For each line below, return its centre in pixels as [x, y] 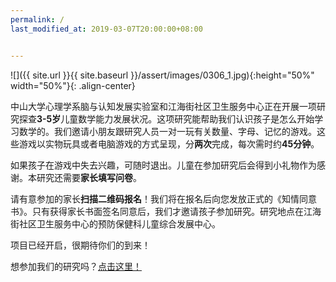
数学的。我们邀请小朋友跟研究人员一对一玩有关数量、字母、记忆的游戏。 [167, 131]
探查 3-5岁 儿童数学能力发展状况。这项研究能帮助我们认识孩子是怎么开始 [166, 118]
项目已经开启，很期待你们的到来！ [80, 245]
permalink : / [37, 19]
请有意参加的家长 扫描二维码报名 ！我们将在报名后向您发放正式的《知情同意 [163, 198]
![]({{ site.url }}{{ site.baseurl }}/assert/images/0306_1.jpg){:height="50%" [162, 75]
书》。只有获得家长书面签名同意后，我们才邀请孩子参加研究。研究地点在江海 [166, 211]
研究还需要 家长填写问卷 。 [89, 177]
